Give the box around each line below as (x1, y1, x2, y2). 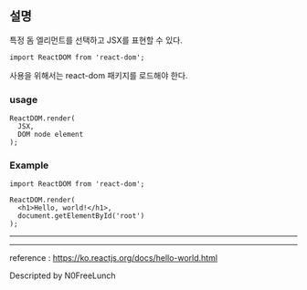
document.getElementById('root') (17, 212, 145, 221)
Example (9, 159, 49, 171)
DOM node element (17, 130, 84, 140)
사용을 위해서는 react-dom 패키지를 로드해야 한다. (9, 69, 188, 80)
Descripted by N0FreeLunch (9, 270, 116, 281)
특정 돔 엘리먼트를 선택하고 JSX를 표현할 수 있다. (9, 35, 183, 46)
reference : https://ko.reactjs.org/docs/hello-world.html (9, 253, 217, 264)
